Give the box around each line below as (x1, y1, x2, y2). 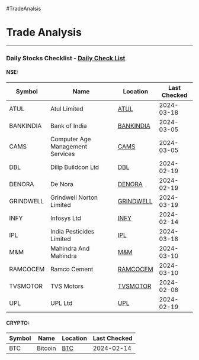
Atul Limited (50, 105, 84, 113)
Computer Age (50, 135, 91, 144)
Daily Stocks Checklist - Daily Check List (6, 54, 126, 62)
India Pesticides (50, 228, 95, 236)
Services (50, 150, 75, 158)
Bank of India (50, 122, 87, 130)
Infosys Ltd (50, 214, 82, 222)
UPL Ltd (50, 299, 73, 307)
